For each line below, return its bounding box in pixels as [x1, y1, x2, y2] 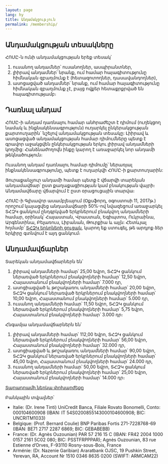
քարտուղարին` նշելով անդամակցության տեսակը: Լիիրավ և [5, 130, 149, 136]
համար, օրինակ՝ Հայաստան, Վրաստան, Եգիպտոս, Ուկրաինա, [5, 213, 155, 220]
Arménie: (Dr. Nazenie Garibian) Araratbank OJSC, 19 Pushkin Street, [12, 447, 157, 453]
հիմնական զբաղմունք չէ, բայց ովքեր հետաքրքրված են [12, 86, 144, 92]
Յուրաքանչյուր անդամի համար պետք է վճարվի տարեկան [5, 177, 145, 183]
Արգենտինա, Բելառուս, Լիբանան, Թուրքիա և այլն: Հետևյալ [5, 219, 147, 225]
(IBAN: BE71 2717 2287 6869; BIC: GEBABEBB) [12, 426, 110, 432]
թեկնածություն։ [5, 151, 43, 158]
